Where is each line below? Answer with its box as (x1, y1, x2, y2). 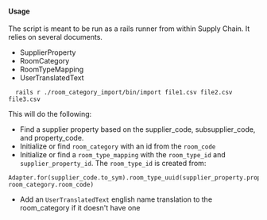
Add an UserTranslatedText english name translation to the (19, 195, 213, 204)
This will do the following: (8, 110, 92, 119)
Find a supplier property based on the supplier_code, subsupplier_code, (19, 125, 256, 134)
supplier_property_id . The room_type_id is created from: (19, 159, 207, 168)
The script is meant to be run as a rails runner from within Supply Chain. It (8, 24, 250, 33)
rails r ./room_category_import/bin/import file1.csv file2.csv (15, 88, 233, 97)
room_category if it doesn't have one (19, 203, 141, 213)
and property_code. (19, 133, 84, 143)
